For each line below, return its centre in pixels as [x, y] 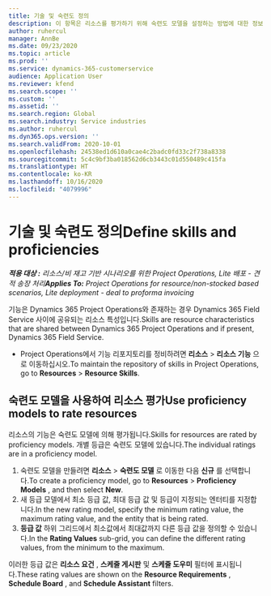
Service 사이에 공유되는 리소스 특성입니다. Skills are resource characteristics [131, 319]
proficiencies [54, 249]
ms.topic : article [39, 54]
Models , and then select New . [72, 489]
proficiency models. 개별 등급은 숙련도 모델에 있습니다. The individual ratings [132, 444]
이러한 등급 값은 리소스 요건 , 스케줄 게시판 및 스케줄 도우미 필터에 [111, 564]
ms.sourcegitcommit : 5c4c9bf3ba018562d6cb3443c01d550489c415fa [117, 159]
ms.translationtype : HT [49, 167]
